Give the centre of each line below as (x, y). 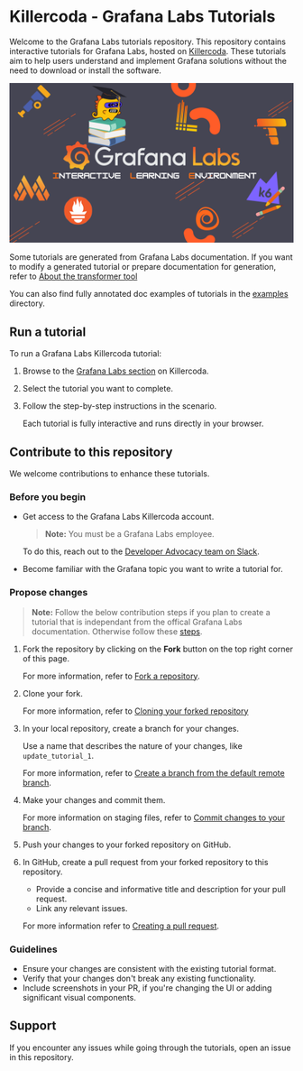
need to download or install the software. (86, 70)
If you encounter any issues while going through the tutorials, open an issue (150, 1048)
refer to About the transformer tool (73, 276)
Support (33, 1026)
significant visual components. (79, 997)
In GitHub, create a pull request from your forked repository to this (145, 862)
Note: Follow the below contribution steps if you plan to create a (151, 612)
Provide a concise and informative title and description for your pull (161, 889)
